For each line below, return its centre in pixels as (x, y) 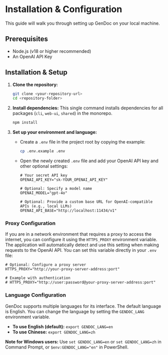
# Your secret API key (44, 175)
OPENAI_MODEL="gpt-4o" (44, 193)
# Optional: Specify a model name (56, 189)
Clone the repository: (35, 85)
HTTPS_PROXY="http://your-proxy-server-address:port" (63, 269)
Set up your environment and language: (55, 132)
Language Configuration (36, 295)
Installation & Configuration (64, 9)
